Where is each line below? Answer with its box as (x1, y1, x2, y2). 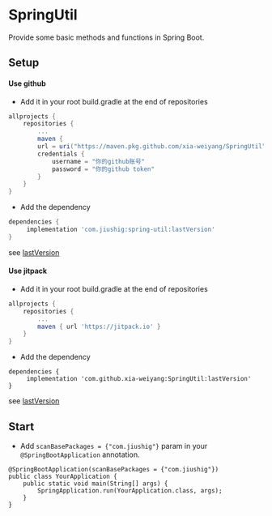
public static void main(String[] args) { (23, 480, 168, 488)
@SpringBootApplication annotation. (19, 450, 140, 459)
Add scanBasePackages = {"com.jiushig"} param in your (19, 441, 208, 451)
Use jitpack (8, 266, 47, 276)
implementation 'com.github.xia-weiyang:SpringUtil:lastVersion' (26, 375, 252, 383)
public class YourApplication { (8, 472, 117, 481)
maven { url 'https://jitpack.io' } (37, 322, 161, 330)
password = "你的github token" (51, 164, 155, 173)
